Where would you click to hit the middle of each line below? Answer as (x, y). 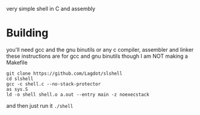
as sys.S (17, 89)
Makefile (17, 62)
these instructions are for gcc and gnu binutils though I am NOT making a (97, 56)
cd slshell (20, 79)
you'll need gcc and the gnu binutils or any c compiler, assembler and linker (100, 49)
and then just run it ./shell (40, 105)
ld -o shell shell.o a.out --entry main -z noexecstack (78, 95)
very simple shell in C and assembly (51, 9)
